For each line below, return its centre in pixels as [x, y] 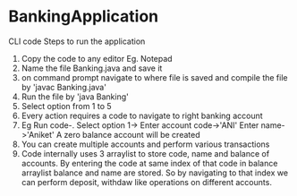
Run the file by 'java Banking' [75, 97]
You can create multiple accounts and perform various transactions [145, 144]
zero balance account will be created [132, 134]
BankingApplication [83, 17]
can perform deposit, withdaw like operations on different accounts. [146, 182]
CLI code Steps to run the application [77, 41]
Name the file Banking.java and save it [92, 68]
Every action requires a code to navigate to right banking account [142, 115]
